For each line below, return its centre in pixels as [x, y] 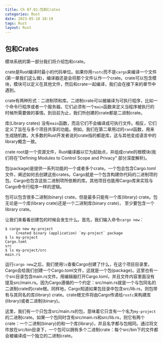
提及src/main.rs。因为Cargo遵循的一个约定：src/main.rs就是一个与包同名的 [81, 282]
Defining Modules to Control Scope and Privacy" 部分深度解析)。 [85, 158]
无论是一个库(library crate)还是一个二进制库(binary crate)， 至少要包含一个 [80, 203]
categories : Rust [23, 14]
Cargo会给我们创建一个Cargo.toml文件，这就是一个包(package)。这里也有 [79, 270]
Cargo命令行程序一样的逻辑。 [35, 187]
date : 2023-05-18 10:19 [29, 19]
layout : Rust [18, 28]
